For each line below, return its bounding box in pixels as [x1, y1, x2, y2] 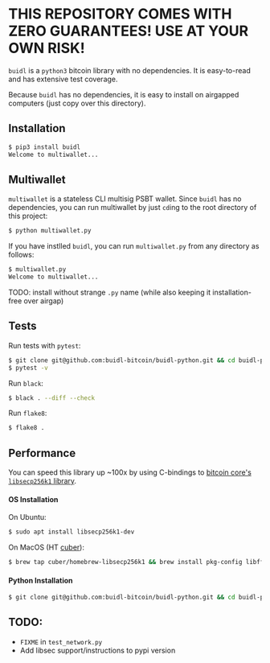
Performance [8, 446, 76, 459]
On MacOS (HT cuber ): [8, 542, 84, 552]
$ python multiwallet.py [8, 227, 92, 235]
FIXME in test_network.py [19, 636, 103, 646]
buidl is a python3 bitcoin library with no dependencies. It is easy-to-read [8, 65, 251, 75]
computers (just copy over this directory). [8, 98, 146, 108]
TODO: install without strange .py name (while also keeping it [8, 287, 211, 297]
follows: [8, 250, 35, 260]
